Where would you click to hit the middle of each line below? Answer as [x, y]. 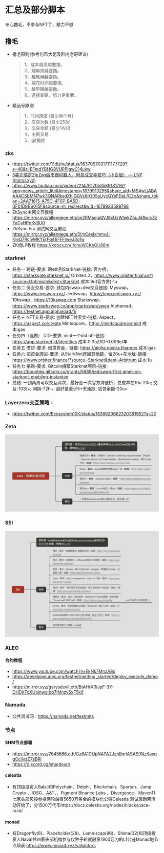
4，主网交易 [36, 134]
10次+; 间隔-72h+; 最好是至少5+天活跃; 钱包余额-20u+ [73, 389]
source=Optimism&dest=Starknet [46, 282]
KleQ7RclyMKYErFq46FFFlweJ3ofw [48, 240]
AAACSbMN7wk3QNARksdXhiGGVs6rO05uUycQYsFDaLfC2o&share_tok [85, 196]
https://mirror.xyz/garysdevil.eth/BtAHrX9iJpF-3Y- [63, 687]
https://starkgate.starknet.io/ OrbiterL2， [53, 275]
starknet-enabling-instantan [40, 377]
